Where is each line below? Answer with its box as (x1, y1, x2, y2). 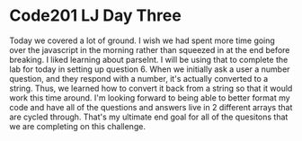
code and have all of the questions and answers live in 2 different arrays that (9, 101, 293, 112)
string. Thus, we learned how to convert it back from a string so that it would (9, 83, 293, 93)
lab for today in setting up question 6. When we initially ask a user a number (9, 64, 290, 75)
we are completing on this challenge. (9, 120, 147, 131)
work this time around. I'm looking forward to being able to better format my (9, 92, 290, 103)
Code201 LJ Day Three (9, 5, 182, 26)
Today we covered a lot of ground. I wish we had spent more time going (9, 35, 276, 46)
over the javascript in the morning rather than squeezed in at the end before (9, 44, 290, 55)
